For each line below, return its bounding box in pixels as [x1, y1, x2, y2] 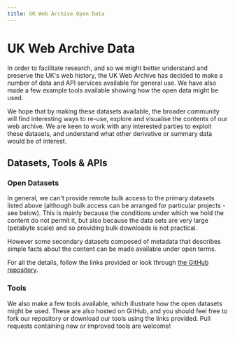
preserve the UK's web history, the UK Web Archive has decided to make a [7, 71, 223, 79]
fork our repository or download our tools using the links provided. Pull [7, 314, 211, 322]
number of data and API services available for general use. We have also [7, 78, 217, 87]
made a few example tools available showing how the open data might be [7, 85, 219, 95]
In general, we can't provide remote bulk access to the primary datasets [7, 194, 215, 202]
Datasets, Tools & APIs [7, 157, 108, 169]
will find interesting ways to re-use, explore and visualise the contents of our [7, 114, 228, 123]
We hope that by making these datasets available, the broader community [7, 106, 220, 116]
